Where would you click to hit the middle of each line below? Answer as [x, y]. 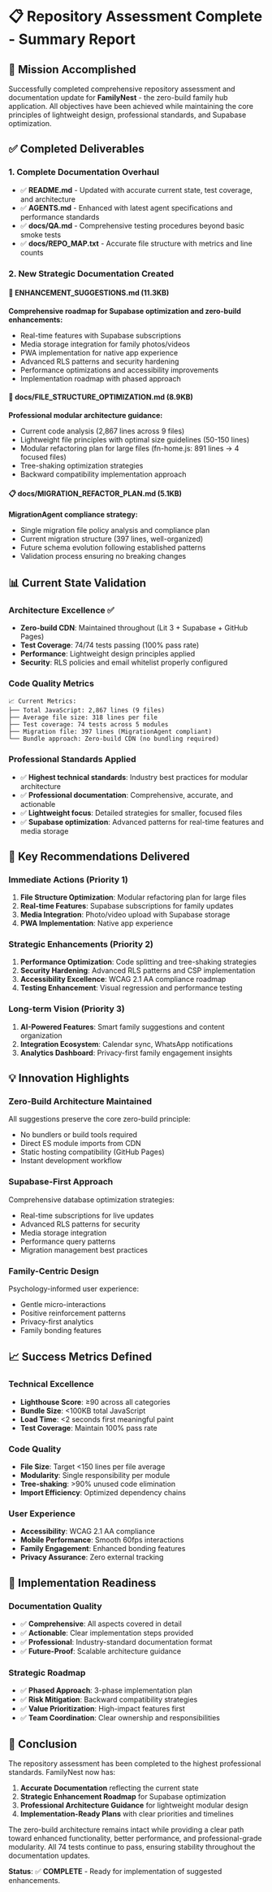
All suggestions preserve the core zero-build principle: [99, 1119]
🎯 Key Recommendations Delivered [99, 856]
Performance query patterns [68, 1241]
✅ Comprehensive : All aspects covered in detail [101, 1624]
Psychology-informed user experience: [74, 1289]
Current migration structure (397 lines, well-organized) [112, 539]
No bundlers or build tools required [79, 1135]
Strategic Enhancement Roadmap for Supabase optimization [123, 1797]
